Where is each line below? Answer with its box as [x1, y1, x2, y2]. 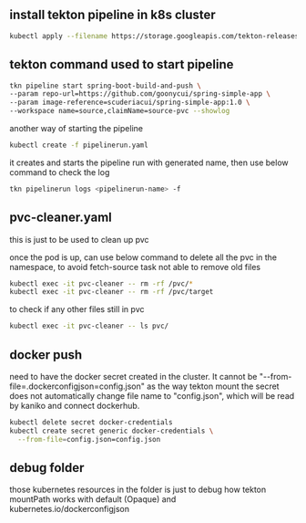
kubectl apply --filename [9, 31, 107, 40]
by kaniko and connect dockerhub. [9, 401, 140, 411]
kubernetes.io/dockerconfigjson [9, 504, 130, 515]
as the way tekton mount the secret [147, 381, 280, 392]
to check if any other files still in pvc [9, 304, 145, 315]
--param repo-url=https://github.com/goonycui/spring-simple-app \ [9, 89, 271, 99]
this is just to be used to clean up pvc [9, 234, 149, 245]
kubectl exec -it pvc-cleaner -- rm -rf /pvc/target [9, 288, 214, 297]
